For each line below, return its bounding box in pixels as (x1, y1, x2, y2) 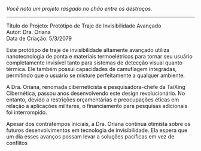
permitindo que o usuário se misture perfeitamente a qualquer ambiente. (6, 72, 185, 79)
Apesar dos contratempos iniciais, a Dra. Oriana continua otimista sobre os (6, 121, 191, 127)
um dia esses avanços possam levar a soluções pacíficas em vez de (6, 133, 175, 140)
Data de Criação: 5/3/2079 (6, 35, 72, 42)
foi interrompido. (6, 109, 47, 116)
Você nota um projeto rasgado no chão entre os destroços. (6, 5, 153, 12)
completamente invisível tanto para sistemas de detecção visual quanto (6, 59, 182, 66)
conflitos (6, 140, 28, 146)
